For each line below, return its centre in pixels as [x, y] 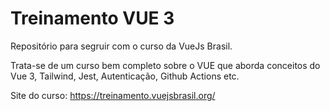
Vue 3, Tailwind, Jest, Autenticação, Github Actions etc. [125, 76]
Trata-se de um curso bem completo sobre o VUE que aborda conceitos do [165, 65]
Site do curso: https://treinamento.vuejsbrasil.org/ [113, 95]
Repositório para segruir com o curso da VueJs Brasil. [121, 46]
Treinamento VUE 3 [92, 18]
